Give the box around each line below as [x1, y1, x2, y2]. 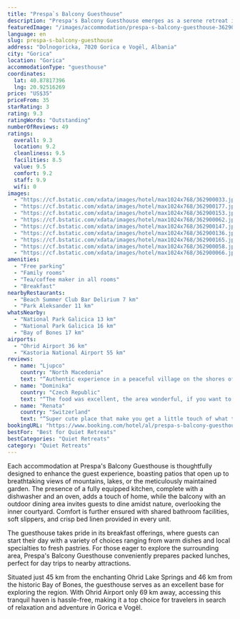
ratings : [7, 130, 34, 137]
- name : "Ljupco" [14, 362, 66, 370]
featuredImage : [7, 24, 53, 31]
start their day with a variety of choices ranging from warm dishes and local [7, 536, 231, 545]
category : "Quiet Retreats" [7, 442, 91, 449]
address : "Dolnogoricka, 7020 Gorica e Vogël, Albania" [7, 44, 177, 51]
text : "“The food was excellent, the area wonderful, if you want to [20, 396, 232, 403]
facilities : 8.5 [14, 156, 62, 164]
